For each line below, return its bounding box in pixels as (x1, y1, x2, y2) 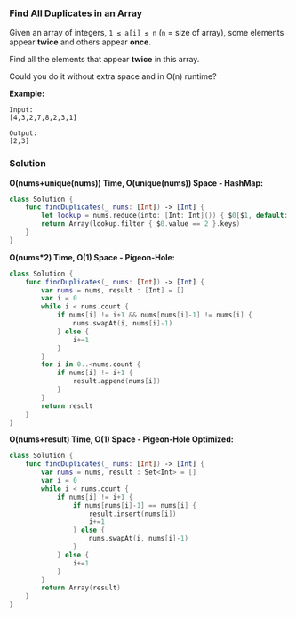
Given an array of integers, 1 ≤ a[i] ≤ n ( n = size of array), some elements (9, 28, 284, 38)
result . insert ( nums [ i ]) (88, 509, 177, 518)
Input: (9, 106, 34, 115)
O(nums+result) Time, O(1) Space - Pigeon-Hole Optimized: (9, 434, 234, 445)
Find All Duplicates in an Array (9, 7, 142, 20)
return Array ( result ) (41, 583, 122, 593)
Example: (9, 88, 45, 100)
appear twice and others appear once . (9, 36, 151, 47)
